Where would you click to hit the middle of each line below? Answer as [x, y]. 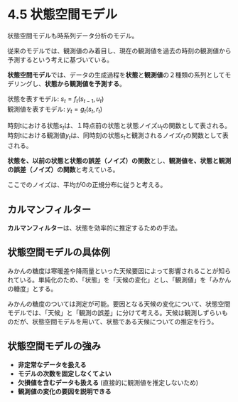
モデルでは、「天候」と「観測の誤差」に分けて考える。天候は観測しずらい [115, 312]
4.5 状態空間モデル [63, 15]
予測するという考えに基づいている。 [60, 59]
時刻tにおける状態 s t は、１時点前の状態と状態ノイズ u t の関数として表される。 [119, 126]
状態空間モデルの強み [54, 346]
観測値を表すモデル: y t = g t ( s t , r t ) [55, 110]
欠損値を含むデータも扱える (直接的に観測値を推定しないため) [108, 382]
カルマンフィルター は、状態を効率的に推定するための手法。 [94, 228]
